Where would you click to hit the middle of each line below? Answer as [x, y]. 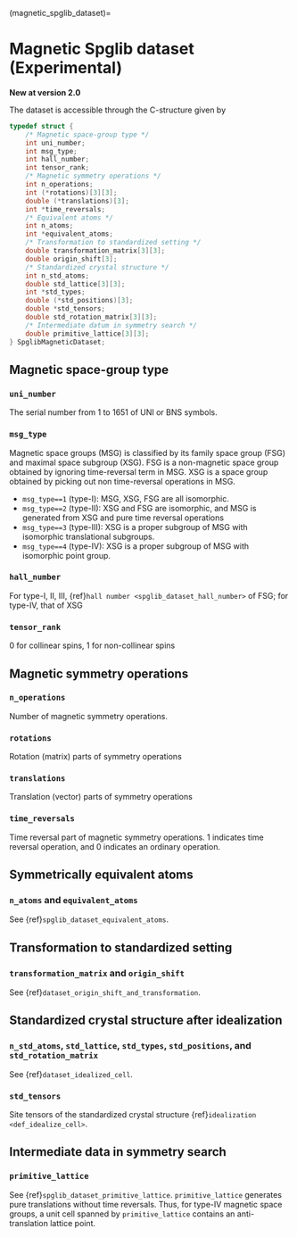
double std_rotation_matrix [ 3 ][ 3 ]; [91, 317]
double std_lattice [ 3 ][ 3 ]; [75, 284]
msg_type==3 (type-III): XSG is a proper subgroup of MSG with [135, 527]
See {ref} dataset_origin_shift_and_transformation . [105, 992]
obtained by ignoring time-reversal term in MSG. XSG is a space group [139, 471]
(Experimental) [66, 68]
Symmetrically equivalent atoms [101, 875]
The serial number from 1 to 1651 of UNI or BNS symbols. [113, 412]
